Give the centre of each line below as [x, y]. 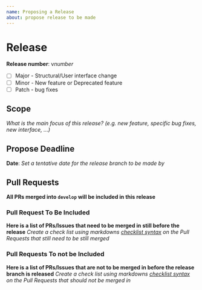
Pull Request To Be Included [48, 212]
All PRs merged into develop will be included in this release [81, 197]
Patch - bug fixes [37, 89]
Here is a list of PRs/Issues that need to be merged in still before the [93, 226]
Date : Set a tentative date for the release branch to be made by [86, 163]
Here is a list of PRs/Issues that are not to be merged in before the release [100, 267]
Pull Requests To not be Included [55, 254]
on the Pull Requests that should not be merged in [69, 280]
